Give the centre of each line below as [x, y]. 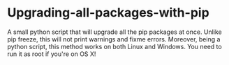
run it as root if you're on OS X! [52, 54]
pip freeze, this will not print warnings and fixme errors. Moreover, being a [114, 39]
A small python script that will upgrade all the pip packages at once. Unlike [114, 32]
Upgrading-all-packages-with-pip [108, 13]
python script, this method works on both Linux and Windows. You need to [114, 46]
